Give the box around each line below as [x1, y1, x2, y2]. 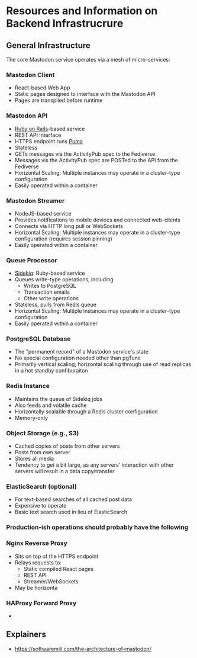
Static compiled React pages [23, 565, 93, 572]
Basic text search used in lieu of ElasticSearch [14, 508, 128, 516]
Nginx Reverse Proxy [6, 539, 68, 547]
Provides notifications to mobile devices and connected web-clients [14, 216, 180, 223]
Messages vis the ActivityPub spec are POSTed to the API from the [14, 156, 179, 163]
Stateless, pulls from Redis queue [14, 301, 96, 309]
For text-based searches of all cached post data [14, 496, 132, 503]
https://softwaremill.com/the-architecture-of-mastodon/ [14, 645, 152, 652]
